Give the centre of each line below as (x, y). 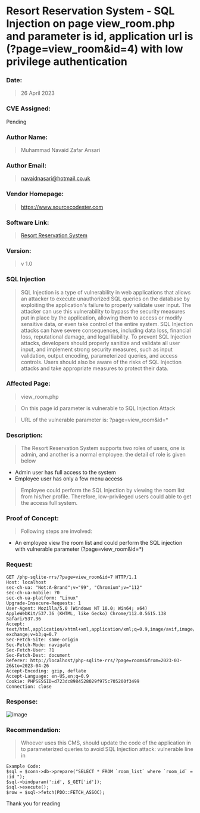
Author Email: (26, 165)
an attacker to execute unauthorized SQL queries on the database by (105, 299)
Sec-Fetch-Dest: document (38, 655)
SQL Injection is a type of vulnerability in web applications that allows (106, 292)
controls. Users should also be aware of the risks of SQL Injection (101, 362)
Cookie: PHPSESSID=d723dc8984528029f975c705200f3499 (73, 681)
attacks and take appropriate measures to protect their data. (94, 368)
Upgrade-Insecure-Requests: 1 (44, 603)
